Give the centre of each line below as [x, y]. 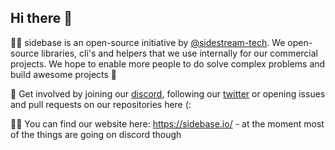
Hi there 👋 [41, 18]
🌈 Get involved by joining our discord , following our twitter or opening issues [168, 93]
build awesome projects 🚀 [64, 74]
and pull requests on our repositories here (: [101, 104]
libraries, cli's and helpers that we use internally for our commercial [179, 53]
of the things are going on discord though [96, 134]
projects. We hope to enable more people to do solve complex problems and [168, 63]
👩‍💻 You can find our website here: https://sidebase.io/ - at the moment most [167, 123]
